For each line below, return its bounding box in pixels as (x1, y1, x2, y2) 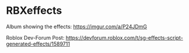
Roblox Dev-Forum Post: (6, 34, 65, 41)
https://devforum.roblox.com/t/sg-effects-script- (65, 34, 184, 41)
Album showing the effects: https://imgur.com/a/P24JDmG (6, 23, 148, 30)
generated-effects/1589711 (6, 40, 70, 47)
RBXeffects (6, 4, 62, 17)
